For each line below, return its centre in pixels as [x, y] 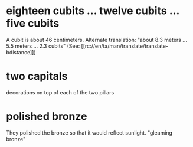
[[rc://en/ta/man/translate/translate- [125, 46]
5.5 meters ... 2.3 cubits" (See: [43, 46]
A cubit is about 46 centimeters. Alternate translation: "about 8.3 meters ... [97, 40]
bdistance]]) [21, 52]
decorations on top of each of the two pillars [60, 92]
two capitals [37, 76]
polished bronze [47, 117]
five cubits [33, 23]
